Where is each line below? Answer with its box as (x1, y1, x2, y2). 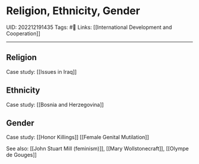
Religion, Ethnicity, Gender (6, 4, 140, 18)
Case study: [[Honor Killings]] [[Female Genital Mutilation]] (6, 134, 149, 141)
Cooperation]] (6, 29, 40, 37)
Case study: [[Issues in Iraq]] (6, 68, 77, 75)
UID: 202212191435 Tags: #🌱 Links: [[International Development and (6, 24, 172, 31)
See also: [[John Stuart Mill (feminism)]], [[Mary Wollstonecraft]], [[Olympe (6, 145, 189, 152)
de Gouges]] (6, 152, 37, 159)
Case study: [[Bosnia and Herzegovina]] (6, 101, 104, 108)
